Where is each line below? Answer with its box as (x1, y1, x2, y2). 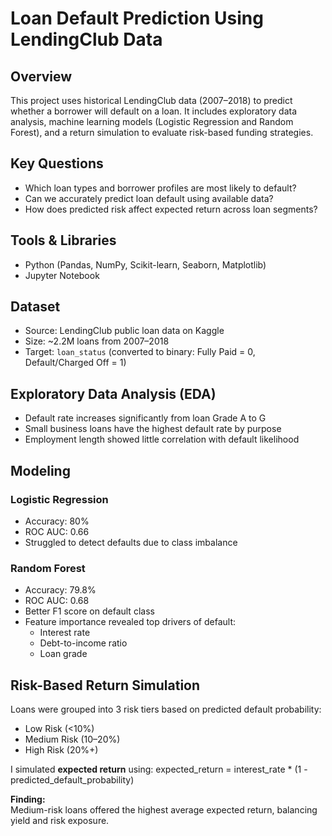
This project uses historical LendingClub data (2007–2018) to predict (10, 95, 293, 106)
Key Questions (10, 155, 104, 172)
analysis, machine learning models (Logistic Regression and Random (10, 116, 294, 127)
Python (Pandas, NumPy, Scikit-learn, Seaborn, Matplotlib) (24, 258, 267, 271)
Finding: (10, 793, 46, 806)
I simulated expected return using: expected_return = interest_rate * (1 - (10, 763, 308, 776)
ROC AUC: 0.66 (24, 525, 90, 537)
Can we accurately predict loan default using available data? (24, 192, 274, 204)
